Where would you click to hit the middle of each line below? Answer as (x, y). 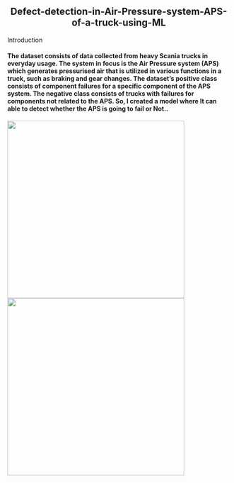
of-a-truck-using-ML (119, 23)
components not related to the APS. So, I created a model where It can (112, 101)
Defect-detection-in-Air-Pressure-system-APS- (119, 12)
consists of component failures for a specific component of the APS (109, 86)
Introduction (25, 40)
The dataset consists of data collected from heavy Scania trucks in (108, 56)
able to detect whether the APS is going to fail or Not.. (88, 109)
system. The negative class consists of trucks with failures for (101, 94)
